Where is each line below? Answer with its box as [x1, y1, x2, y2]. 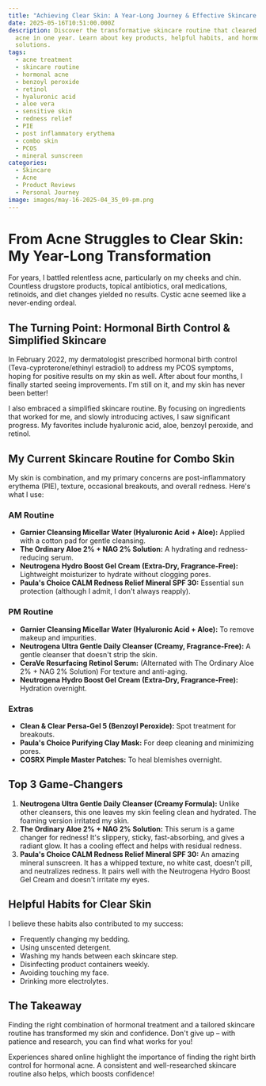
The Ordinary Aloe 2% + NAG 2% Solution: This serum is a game [19, 824, 235, 833]
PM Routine [8, 606, 54, 618]
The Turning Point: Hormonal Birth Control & [8, 321, 231, 335]
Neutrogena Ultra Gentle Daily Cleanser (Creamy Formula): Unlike [19, 798, 240, 809]
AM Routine [8, 509, 55, 520]
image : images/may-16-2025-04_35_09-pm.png [8, 196, 154, 204]
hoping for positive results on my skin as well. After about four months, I [8, 372, 243, 381]
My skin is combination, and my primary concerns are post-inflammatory [8, 473, 246, 483]
